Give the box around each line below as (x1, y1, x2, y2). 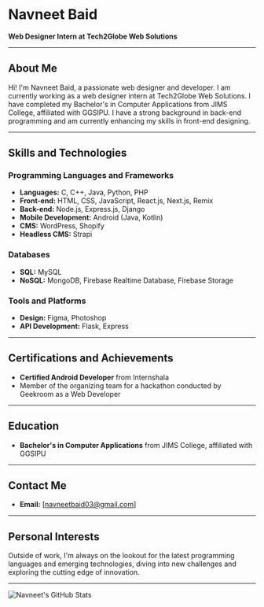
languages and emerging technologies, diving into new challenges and (8, 559, 237, 568)
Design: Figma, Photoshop (19, 313, 107, 323)
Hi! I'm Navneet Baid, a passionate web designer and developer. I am (8, 83, 231, 92)
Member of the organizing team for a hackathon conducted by (19, 380, 222, 390)
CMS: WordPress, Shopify (19, 221, 104, 231)
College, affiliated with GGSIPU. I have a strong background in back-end (8, 108, 242, 117)
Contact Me (8, 479, 67, 493)
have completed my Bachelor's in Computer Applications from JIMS (8, 99, 228, 109)
